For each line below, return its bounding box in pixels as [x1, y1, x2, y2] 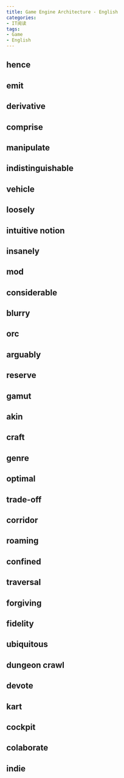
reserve [6, 370, 36, 380]
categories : [6, 15, 36, 21]
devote [6, 681, 33, 691]
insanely [6, 246, 40, 256]
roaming [6, 536, 39, 546]
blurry [6, 308, 30, 318]
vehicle [6, 184, 35, 194]
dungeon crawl [6, 660, 65, 670]
